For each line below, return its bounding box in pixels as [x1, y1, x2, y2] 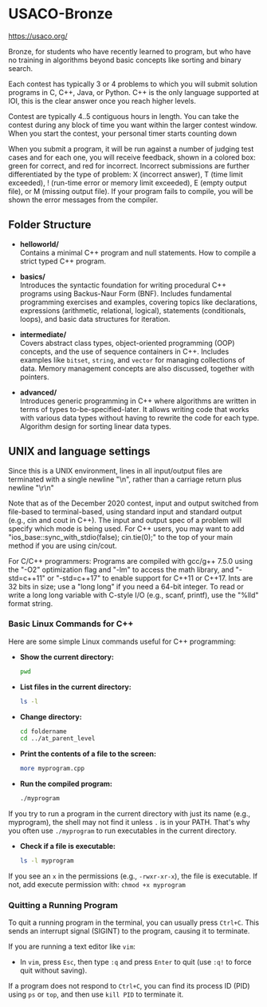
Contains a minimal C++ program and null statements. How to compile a [19, 248, 257, 257]
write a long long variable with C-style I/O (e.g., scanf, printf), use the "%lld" [8, 590, 259, 600]
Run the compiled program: [19, 779, 113, 789]
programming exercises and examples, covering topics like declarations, [19, 297, 257, 307]
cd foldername [19, 727, 67, 735]
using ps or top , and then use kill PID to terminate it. [8, 989, 184, 999]
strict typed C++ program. [19, 256, 106, 266]
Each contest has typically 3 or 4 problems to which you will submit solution [8, 79, 257, 89]
